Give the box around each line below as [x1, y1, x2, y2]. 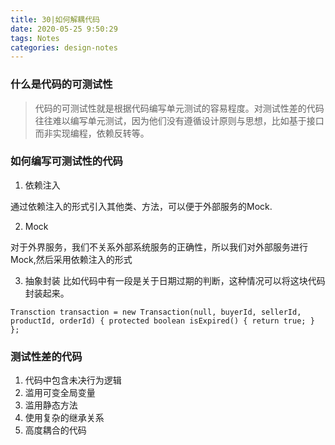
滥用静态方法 [24, 399, 78, 411]
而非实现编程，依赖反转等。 [34, 127, 150, 139]
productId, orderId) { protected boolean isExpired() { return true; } [10, 316, 315, 326]
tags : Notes [10, 33, 60, 43]
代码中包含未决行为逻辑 [24, 374, 122, 386]
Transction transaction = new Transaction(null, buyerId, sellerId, [10, 307, 302, 317]
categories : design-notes [10, 42, 118, 53]
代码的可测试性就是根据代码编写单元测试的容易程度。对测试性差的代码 [34, 102, 325, 114]
